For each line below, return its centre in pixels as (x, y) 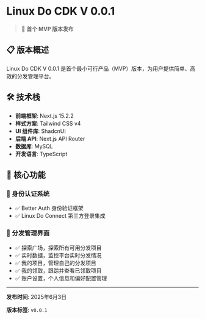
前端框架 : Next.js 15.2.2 (45, 116)
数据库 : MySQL (34, 146)
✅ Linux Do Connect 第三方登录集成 (60, 216)
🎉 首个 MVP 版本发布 (48, 29)
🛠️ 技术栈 (23, 97)
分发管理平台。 (36, 76)
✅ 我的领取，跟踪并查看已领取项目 (58, 270)
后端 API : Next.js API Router (50, 138)
